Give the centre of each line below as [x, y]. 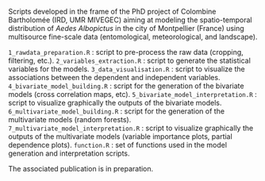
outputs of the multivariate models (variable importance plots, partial [120, 137]
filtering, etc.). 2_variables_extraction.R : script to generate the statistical [130, 60]
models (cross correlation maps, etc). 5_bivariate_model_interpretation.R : [133, 94]
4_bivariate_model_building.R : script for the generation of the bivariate [126, 86]
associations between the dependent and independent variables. [114, 77]
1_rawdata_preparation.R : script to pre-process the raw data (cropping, [126, 52]
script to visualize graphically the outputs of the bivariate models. [115, 103]
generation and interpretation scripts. [69, 153]
